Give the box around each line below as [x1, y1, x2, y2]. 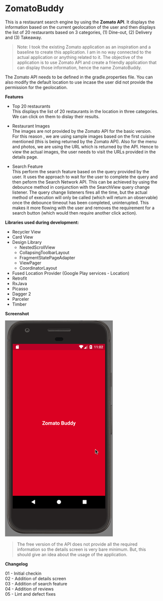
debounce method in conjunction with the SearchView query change [12, 184, 150, 190]
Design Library [12, 239, 42, 245]
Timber [12, 301, 27, 307]
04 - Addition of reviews [5, 586, 54, 592]
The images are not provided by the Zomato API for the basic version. [12, 128, 152, 134]
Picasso [12, 286, 28, 291]
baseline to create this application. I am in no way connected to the [17, 49, 152, 55]
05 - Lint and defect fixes [5, 591, 56, 597]
